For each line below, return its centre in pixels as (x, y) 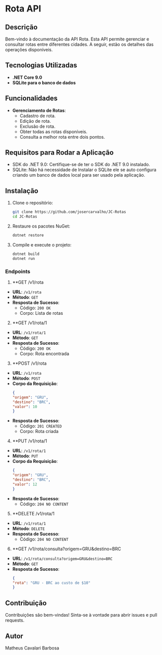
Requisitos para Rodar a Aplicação (59, 153)
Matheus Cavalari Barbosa (32, 648)
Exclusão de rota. (38, 126)
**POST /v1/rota (29, 363)
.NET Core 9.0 (27, 77)
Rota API (23, 9)
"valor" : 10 (25, 407)
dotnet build (26, 254)
